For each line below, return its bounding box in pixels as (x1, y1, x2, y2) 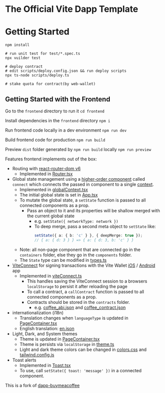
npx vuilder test (5, 55, 41, 60)
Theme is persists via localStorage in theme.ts (19, 341, 114, 347)
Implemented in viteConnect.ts (19, 273, 82, 279)
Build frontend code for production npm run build (5, 137, 105, 143)
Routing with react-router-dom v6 (12, 165, 81, 171)
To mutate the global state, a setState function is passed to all (19, 197, 146, 203)
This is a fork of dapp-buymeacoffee (5, 382, 80, 388)
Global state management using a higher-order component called (12, 176, 145, 182)
